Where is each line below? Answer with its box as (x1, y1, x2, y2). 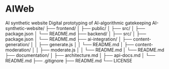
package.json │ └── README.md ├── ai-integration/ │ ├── (5, 36, 132, 42)
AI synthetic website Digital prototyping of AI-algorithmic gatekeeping (5, 20, 151, 26)
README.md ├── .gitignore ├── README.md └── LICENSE (5, 57, 132, 63)
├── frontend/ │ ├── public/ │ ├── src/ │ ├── (45, 25, 146, 31)
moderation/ (5, 47, 31, 53)
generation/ (5, 41, 29, 47)
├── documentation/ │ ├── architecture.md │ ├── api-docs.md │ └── (5, 52, 156, 58)
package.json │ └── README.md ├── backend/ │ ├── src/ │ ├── (5, 30, 146, 37)
